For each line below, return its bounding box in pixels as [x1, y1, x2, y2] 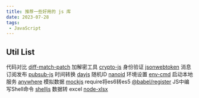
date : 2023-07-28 [6, 14, 49, 20]
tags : [6, 19, 20, 25]
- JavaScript [8, 25, 42, 31]
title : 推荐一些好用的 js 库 [6, 8, 71, 15]
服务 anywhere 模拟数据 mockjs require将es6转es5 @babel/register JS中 [6, 78, 185, 86]
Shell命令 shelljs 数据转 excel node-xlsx [11, 86, 108, 93]
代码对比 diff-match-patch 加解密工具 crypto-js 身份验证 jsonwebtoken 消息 [6, 63, 192, 71]
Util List [6, 47, 35, 57]
